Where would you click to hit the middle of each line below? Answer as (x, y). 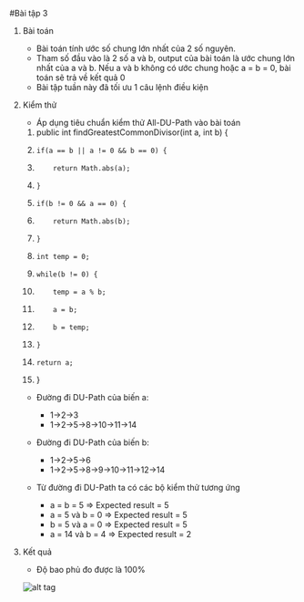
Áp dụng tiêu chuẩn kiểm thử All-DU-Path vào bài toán (138, 123)
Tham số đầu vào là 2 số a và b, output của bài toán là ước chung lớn (166, 58)
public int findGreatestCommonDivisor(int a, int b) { (132, 132)
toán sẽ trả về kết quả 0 (81, 78)
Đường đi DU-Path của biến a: (92, 397)
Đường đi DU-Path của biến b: (93, 442)
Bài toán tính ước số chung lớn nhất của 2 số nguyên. (136, 48)
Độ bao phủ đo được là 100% (91, 570)
